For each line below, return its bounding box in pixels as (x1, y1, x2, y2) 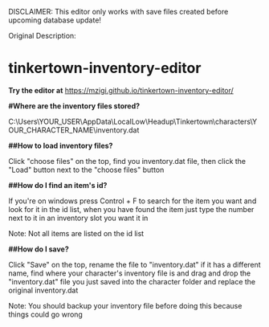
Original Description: (8, 31, 76, 40)
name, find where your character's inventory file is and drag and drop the (8, 268, 251, 278)
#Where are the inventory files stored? (8, 100, 141, 111)
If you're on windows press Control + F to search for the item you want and (8, 196, 257, 206)
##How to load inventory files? (8, 141, 113, 150)
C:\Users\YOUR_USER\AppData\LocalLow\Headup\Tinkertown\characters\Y (8, 116, 258, 126)
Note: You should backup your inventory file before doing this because (8, 300, 243, 310)
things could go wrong (8, 309, 83, 319)
